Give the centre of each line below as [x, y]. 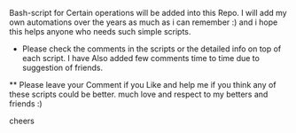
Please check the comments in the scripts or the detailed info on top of [152, 49]
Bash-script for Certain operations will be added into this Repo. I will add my [148, 13]
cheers [22, 121]
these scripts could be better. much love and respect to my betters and [139, 94]
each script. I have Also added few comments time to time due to [140, 58]
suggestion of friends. [62, 67]
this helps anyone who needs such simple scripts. [100, 31]
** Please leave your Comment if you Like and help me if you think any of [143, 85]
